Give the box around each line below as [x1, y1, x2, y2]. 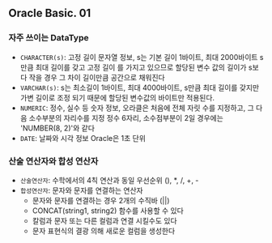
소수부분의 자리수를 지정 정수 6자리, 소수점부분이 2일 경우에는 [28, 113, 224, 122]
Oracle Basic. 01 [8, 6, 91, 20]
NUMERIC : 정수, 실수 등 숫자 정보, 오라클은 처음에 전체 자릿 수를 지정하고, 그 [19, 103, 255, 113]
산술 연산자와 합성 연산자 [8, 156, 99, 167]
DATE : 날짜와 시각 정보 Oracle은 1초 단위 [19, 133, 146, 143]
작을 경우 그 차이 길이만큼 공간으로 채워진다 [28, 72, 165, 82]
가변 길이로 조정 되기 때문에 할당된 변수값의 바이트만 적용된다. [19, 92, 215, 102]
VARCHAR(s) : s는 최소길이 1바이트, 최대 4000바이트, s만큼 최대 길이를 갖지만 [19, 83, 260, 92]
